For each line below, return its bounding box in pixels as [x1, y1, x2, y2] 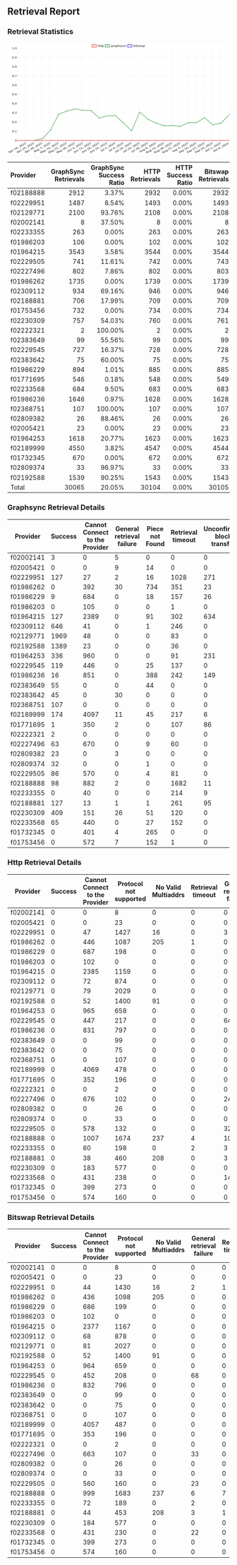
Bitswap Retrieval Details [7, 1212, 95, 1222]
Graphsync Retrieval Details [7, 502, 105, 512]
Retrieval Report [7, 6, 80, 18]
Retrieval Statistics [7, 27, 74, 37]
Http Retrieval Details [7, 857, 82, 867]
